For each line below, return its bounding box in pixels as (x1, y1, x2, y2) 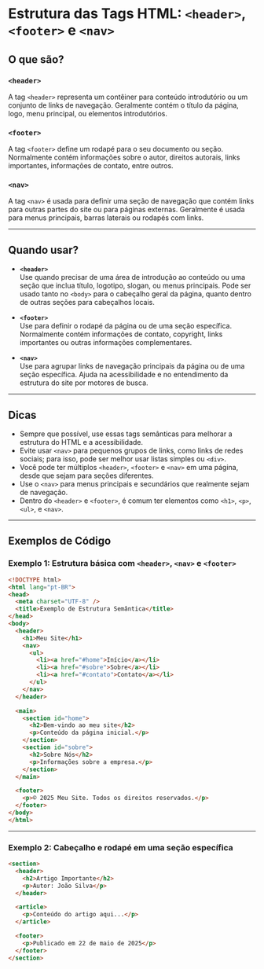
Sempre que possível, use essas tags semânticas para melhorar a (19, 429, 233, 439)
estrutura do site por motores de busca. (19, 378, 148, 387)
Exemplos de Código (8, 534, 112, 548)
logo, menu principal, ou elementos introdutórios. (8, 108, 167, 118)
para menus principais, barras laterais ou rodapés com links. (8, 213, 204, 222)
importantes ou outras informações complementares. (19, 338, 192, 347)
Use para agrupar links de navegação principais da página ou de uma (19, 362, 245, 371)
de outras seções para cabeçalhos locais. (19, 298, 155, 307)
